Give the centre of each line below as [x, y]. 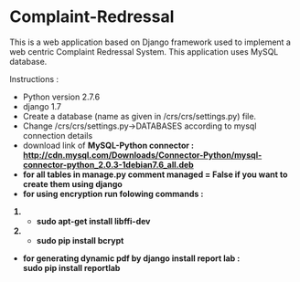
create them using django [73, 183]
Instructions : [34, 78]
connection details [58, 135]
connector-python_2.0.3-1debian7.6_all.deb [108, 164]
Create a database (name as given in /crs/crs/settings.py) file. [139, 116]
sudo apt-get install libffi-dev [93, 221]
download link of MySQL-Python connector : [108, 145]
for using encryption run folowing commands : [113, 193]
